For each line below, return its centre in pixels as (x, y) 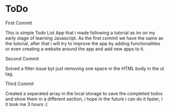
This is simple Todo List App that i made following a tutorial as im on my (80, 32)
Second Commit (22, 58)
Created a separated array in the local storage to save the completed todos (84, 93)
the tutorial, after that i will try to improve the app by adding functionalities (83, 43)
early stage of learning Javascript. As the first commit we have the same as (84, 38)
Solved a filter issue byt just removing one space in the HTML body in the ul (85, 68)
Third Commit (20, 84)
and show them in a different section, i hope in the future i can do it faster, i (84, 99)
